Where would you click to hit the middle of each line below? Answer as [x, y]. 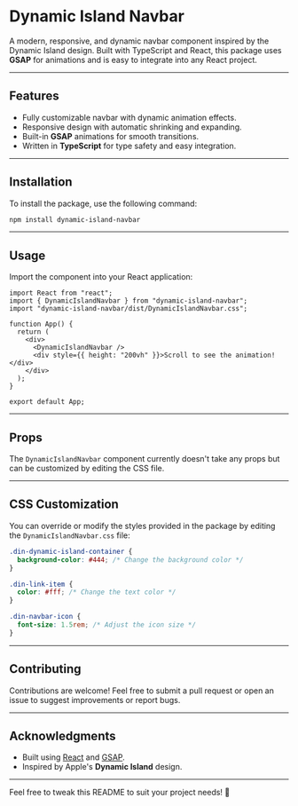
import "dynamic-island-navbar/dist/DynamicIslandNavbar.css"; [129, 309]
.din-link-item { [41, 584]
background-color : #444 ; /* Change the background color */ [130, 560]
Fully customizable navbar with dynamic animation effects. [129, 117]
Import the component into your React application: [101, 277]
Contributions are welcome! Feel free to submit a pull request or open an [142, 691]
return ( [33, 332]
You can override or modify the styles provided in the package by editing [142, 525]
